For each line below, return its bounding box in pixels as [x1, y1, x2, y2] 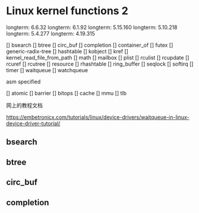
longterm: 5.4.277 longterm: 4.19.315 [6, 30, 95, 37]
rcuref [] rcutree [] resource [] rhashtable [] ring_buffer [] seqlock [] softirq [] [6, 60, 194, 67]
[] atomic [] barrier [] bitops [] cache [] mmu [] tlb [6, 89, 127, 96]
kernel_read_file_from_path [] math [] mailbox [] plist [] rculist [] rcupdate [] [6, 54, 189, 61]
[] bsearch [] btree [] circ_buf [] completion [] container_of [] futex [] [6, 41, 173, 49]
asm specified [6, 78, 41, 85]
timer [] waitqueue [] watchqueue [6, 66, 88, 73]
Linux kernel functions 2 [6, 4, 129, 18]
